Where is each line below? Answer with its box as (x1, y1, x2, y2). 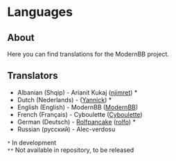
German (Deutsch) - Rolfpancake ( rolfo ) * (17, 117, 137, 126)
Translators (7, 70, 58, 82)
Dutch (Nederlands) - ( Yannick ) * (17, 95, 112, 104)
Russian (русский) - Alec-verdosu (17, 125, 116, 133)
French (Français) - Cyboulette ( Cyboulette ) (17, 110, 143, 118)
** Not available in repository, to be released (7, 146, 134, 154)
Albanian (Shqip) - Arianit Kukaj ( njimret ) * (17, 88, 138, 97)
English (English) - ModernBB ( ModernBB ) (17, 103, 139, 111)
